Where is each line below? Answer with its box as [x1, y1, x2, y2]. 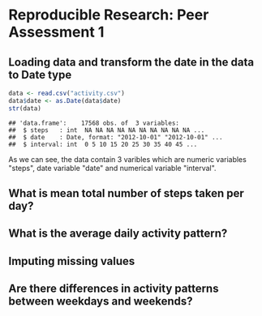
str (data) [8, 104, 42, 113]
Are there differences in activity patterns [8, 282, 219, 296]
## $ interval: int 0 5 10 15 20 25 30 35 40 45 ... [8, 140, 198, 148]
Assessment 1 [8, 23, 105, 41]
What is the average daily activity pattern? [8, 227, 228, 241]
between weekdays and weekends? [8, 294, 193, 309]
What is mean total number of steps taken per [8, 186, 245, 200]
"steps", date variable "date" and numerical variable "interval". [8, 163, 217, 173]
